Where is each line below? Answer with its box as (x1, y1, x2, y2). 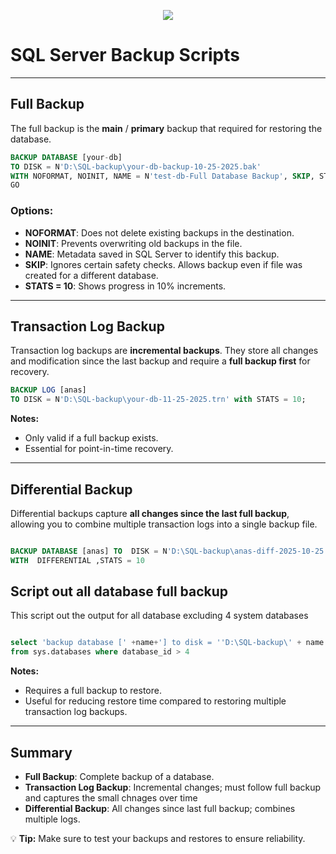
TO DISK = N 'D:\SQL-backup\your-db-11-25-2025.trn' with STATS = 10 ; (10, 395, 307, 405)
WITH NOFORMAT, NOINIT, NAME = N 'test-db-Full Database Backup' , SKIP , (10, 171, 315, 181)
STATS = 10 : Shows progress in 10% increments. (24, 280, 227, 292)
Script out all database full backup (10, 583, 229, 600)
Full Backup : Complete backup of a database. (24, 771, 215, 783)
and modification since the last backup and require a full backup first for (10, 355, 311, 367)
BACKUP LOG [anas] (10, 385, 87, 395)
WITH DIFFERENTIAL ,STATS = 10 (10, 555, 145, 565)
